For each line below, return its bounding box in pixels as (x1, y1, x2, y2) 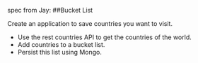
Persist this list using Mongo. (17, 48, 103, 56)
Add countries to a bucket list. (17, 41, 105, 48)
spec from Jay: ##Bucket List (7, 6, 93, 14)
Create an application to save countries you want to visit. (7, 20, 173, 27)
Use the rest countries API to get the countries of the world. (17, 33, 192, 41)
